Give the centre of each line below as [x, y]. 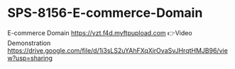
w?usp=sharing [30, 58]
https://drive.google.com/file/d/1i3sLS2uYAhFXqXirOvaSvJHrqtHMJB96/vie [118, 50]
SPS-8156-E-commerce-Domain [105, 13]
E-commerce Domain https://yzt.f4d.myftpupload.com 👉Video [100, 32]
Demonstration [29, 43]
